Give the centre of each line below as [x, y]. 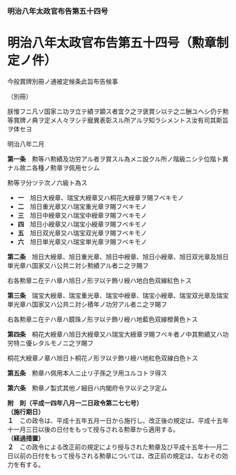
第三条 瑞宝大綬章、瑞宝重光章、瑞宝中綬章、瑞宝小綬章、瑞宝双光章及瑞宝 [118, 295]
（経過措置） [26, 438]
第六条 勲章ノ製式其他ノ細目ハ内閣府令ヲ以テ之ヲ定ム [87, 388]
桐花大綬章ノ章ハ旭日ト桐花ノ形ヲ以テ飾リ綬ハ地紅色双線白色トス [103, 358]
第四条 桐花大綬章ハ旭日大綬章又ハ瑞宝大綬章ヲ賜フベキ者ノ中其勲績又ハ [115, 334]
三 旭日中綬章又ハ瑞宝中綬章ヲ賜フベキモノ [82, 215]
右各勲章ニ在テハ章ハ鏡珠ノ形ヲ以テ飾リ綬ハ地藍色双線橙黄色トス [103, 319]
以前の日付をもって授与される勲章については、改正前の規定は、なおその [118, 455]
